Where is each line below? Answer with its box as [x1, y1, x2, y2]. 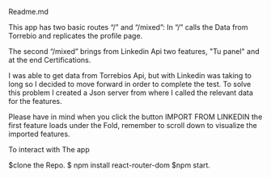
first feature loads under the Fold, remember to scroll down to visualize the [8, 121, 257, 130]
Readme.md [8, 7, 49, 16]
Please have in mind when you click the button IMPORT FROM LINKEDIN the [8, 112, 263, 122]
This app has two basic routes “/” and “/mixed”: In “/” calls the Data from [8, 23, 248, 31]
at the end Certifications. [8, 56, 91, 64]
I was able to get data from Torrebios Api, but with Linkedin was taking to [8, 71, 252, 80]
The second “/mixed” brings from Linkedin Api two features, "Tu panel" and [8, 47, 260, 56]
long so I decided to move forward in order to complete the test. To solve [8, 80, 252, 89]
